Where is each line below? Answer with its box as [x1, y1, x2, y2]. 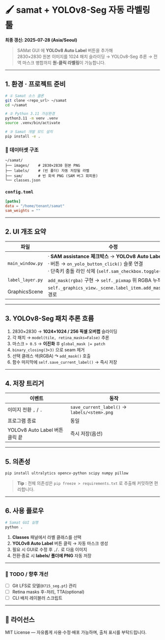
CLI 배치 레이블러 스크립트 [12, 595, 63, 601]
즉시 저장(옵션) [70, 430, 103, 437]
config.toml [5, 189, 34, 194]
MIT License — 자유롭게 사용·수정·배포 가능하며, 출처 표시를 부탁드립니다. [5, 629, 147, 635]
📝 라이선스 [5, 615, 35, 624]
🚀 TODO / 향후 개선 [5, 570, 49, 577]
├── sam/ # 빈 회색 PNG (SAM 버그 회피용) [5, 174, 98, 179]
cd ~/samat [5, 103, 27, 107]
